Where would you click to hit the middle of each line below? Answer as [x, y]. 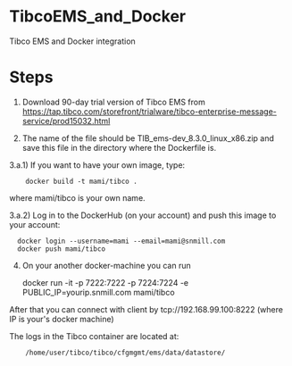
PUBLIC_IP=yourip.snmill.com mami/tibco [99, 292]
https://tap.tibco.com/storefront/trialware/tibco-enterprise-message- [149, 111]
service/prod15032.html [66, 121]
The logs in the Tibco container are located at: [94, 336]
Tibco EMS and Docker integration [72, 41]
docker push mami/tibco [61, 249]
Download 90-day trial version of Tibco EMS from [113, 102]
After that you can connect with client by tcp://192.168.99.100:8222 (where [146, 309]
